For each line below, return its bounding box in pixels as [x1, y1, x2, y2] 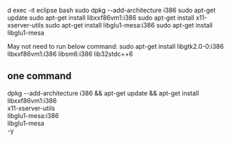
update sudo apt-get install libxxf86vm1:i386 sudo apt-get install [7, 13, 195, 22]
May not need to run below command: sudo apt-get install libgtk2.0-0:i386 [7, 42, 224, 50]
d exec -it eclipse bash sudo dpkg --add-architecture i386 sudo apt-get [7, 6, 216, 14]
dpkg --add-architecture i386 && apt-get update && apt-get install [7, 88, 199, 97]
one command [7, 70, 72, 82]
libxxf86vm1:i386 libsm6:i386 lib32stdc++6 [7, 49, 133, 58]
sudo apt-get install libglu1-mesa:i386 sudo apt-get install [45, 21, 213, 29]
